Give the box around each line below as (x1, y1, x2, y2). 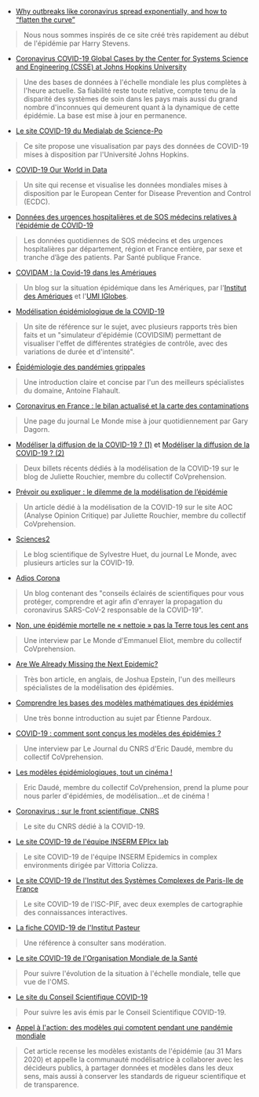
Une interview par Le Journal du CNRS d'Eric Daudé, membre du (23, 744, 233, 753)
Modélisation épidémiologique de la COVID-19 (15, 307, 165, 316)
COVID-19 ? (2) (15, 449, 65, 457)
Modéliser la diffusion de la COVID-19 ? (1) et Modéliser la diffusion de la (15, 440, 250, 449)
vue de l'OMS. (23, 977, 70, 986)
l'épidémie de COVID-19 (15, 220, 94, 230)
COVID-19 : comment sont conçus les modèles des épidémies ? (15, 729, 221, 738)
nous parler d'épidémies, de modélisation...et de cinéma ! (23, 791, 210, 800)
